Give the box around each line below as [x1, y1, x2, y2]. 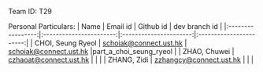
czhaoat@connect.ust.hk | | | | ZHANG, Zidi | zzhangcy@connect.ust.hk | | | [8, 55, 254, 64]
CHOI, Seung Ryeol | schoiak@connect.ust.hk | [34, 38, 187, 48]
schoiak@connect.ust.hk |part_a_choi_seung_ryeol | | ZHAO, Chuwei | [8, 47, 235, 56]
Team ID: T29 [8, 7, 53, 16]
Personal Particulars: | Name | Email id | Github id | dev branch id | [8, 22, 223, 31]
